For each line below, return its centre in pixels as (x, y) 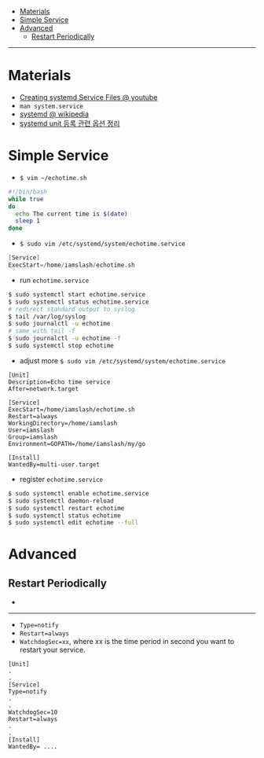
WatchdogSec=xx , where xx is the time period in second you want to (127, 642)
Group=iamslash (33, 437)
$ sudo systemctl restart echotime (66, 508)
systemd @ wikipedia (54, 114)
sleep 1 (28, 221)
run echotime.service (54, 280)
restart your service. (52, 650)
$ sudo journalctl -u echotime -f (65, 339)
